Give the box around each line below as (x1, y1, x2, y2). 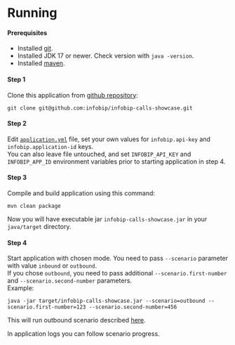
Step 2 (7, 119, 27, 128)
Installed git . (17, 44, 53, 53)
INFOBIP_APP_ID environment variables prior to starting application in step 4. (7, 157, 226, 166)
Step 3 (7, 174, 27, 182)
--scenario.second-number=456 (88, 304, 177, 311)
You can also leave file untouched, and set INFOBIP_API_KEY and (7, 150, 192, 158)
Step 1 (7, 75, 26, 84)
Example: (7, 284, 34, 292)
